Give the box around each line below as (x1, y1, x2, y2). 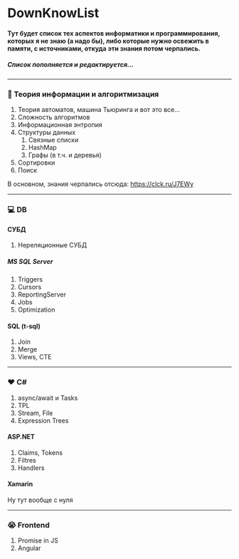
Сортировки (17, 158, 55, 167)
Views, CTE (17, 353, 52, 361)
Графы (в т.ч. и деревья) (28, 151, 102, 160)
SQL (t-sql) (7, 322, 41, 330)
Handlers (17, 463, 45, 472)
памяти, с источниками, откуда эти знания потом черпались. (7, 44, 201, 53)
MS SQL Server (7, 257, 53, 265)
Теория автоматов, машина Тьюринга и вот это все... (17, 106, 180, 114)
